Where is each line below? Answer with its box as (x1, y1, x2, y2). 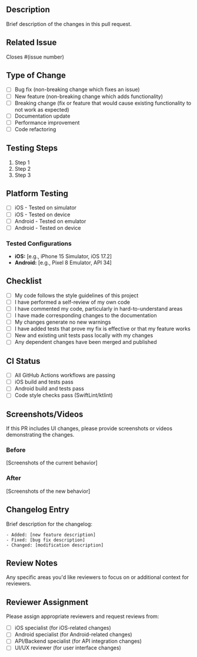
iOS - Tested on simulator (14, 204, 77, 212)
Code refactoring (14, 125, 56, 132)
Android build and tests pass (14, 385, 84, 392)
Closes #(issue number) (6, 53, 65, 60)
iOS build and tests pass (14, 378, 74, 386)
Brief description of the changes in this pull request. (6, 20, 132, 27)
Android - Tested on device (14, 224, 81, 231)
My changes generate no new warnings (14, 318, 111, 326)
